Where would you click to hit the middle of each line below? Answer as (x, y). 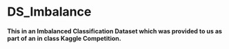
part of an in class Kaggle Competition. (64, 38)
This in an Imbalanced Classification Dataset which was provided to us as (115, 31)
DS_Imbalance (49, 12)
